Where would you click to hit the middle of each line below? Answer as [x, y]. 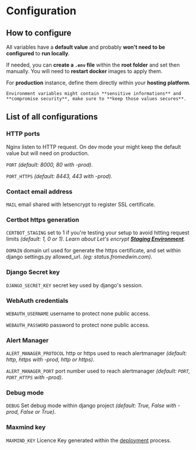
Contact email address [39, 191]
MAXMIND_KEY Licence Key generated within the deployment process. [89, 440]
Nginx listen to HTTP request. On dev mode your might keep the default [94, 147]
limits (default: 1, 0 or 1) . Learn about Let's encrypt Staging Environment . [96, 239]
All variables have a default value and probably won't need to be [86, 47]
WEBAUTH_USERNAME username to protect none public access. [78, 313]
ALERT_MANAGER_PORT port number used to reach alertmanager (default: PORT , [98, 371]
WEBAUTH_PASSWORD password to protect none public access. [78, 325]
